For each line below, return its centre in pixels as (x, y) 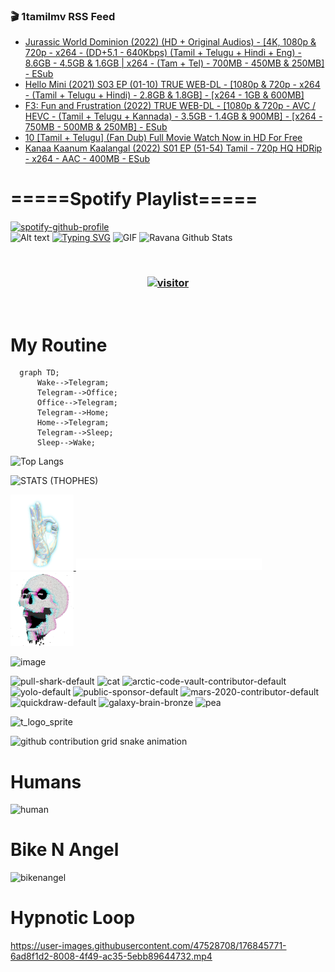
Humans (46, 781)
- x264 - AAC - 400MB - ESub (87, 159)
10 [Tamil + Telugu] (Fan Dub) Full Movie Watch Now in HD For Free (163, 138)
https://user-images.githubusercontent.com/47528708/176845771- (148, 946)
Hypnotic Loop (73, 918)
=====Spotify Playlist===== (134, 199)
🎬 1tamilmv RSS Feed (63, 16)
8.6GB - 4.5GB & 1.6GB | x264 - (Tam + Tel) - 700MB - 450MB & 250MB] (174, 63)
